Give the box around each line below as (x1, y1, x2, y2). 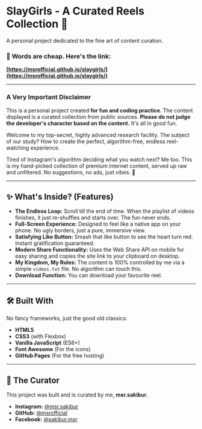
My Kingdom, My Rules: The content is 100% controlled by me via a (14, 259, 185, 266)
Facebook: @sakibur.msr (14, 415, 78, 423)
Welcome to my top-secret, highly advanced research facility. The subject (6, 131, 189, 138)
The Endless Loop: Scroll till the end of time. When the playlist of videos (14, 208, 194, 215)
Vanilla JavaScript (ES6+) (14, 339, 80, 346)
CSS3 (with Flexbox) (14, 333, 66, 340)
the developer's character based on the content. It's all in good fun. (6, 119, 177, 127)
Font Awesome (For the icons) (14, 346, 91, 353)
